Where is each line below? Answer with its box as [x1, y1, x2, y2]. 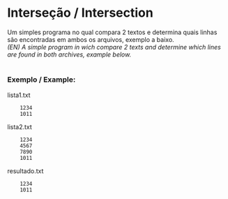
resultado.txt [7, 166, 44, 175]
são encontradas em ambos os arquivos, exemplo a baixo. [7, 35, 174, 43]
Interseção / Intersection [7, 5, 153, 21]
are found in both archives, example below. [7, 50, 132, 59]
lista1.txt [7, 91, 31, 99]
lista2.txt [7, 122, 33, 131]
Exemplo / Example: [7, 75, 76, 84]
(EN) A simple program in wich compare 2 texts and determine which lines [7, 43, 221, 51]
